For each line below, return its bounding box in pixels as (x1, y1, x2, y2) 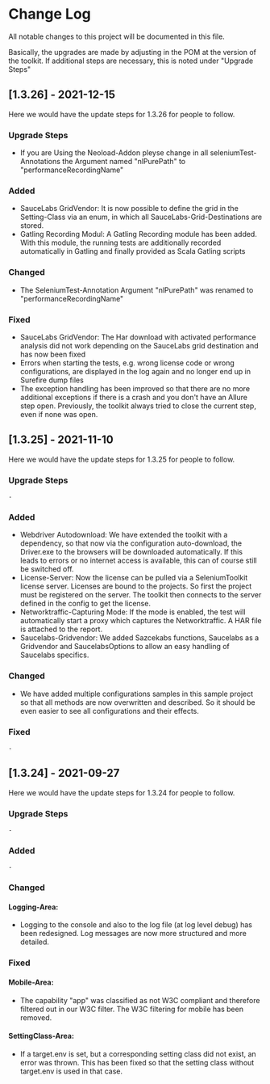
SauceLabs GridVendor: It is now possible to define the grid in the (19, 204, 239, 213)
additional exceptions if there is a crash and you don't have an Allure (19, 392, 248, 402)
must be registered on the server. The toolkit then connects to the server (19, 590, 262, 600)
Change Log (8, 5, 91, 23)
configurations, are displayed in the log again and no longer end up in (19, 366, 251, 376)
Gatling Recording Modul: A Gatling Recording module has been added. (19, 230, 258, 239)
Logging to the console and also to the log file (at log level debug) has (19, 920, 252, 930)
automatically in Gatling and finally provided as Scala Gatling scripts (19, 247, 246, 256)
